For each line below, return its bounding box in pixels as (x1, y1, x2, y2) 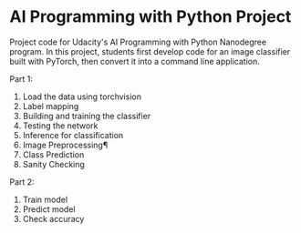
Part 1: (9, 73, 34, 84)
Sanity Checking (22, 158, 85, 169)
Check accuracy (22, 213, 85, 224)
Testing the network (22, 120, 99, 131)
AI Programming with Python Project (9, 6, 292, 27)
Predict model (22, 203, 76, 215)
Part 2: (9, 176, 35, 187)
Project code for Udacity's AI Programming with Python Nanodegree (9, 36, 267, 47)
